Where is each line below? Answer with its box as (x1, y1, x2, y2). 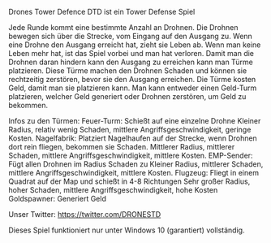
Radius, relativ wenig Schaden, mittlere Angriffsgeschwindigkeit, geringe (8, 125, 252, 134)
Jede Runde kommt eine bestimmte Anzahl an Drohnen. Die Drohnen (8, 23, 239, 32)
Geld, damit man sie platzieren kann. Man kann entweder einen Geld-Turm (8, 83, 257, 93)
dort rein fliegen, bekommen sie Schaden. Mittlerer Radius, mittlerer (8, 142, 235, 151)
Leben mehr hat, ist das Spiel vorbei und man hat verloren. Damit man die (8, 49, 254, 58)
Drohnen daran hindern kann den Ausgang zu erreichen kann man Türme (8, 57, 253, 67)
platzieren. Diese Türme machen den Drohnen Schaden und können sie (8, 66, 247, 76)
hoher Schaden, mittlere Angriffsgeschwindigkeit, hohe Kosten (8, 185, 218, 194)
